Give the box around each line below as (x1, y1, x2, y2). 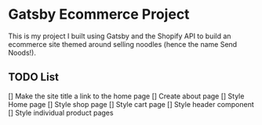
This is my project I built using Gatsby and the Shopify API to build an (8, 31, 231, 41)
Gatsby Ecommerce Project (8, 5, 190, 23)
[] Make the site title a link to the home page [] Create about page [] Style (8, 91, 245, 101)
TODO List (8, 70, 59, 84)
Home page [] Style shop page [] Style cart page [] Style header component (8, 99, 255, 109)
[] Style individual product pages (8, 108, 114, 117)
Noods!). (8, 48, 37, 57)
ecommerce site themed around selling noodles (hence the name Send (8, 39, 238, 48)
